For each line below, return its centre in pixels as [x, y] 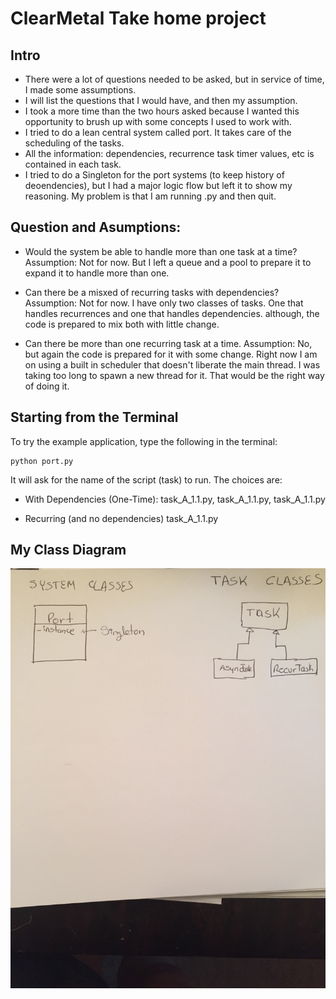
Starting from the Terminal [94, 417]
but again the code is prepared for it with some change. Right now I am [171, 354]
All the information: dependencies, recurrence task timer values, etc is [169, 153]
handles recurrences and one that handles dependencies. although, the [172, 313]
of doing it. [47, 386]
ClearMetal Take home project [138, 18]
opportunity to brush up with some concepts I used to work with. [158, 121]
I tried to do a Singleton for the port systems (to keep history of [154, 175]
